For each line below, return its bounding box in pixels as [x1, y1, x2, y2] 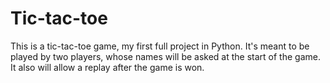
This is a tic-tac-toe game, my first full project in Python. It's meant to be [10, 40, 310, 52]
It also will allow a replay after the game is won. [10, 61, 205, 73]
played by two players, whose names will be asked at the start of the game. [10, 50, 321, 62]
